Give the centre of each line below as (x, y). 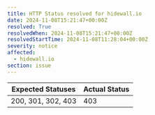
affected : (22, 53)
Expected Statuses (44, 89)
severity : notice (32, 46)
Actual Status (106, 89)
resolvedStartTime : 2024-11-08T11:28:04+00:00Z (78, 40)
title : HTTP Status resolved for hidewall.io (74, 14)
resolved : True (29, 26)
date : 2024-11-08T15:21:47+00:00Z (58, 20)
